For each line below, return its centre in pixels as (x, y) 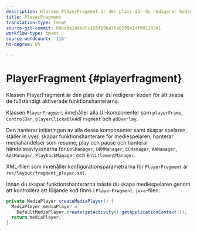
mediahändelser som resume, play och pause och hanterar (77, 142)
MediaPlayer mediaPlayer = (44, 206)
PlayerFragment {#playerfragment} (94, 78)
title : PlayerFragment (34, 17)
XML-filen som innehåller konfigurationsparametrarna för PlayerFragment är (97, 166)
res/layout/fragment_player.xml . (46, 173)
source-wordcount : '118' (36, 39)
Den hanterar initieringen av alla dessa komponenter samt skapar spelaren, (97, 130)
